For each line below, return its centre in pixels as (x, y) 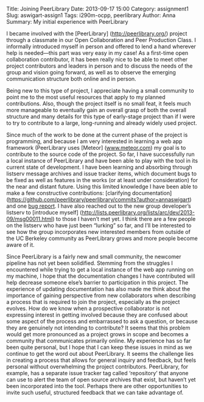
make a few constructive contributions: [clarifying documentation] (89, 193)
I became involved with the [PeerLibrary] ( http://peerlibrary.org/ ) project (97, 33)
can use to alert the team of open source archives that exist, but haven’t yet (101, 379)
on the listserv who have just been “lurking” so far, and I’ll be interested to (99, 225)
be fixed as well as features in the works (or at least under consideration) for (102, 180)
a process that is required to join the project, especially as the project (93, 302)
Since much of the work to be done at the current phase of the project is (97, 135)
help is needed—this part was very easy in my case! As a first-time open (97, 53)
